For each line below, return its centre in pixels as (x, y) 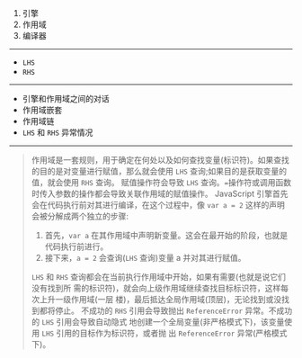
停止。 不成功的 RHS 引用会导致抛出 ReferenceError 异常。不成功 (174, 310)
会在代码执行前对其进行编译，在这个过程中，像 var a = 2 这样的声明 (158, 205)
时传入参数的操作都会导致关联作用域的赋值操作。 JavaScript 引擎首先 (160, 193)
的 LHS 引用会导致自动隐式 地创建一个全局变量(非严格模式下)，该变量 (158, 322)
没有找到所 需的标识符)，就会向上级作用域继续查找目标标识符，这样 (156, 288)
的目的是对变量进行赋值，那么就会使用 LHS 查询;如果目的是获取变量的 (159, 171)
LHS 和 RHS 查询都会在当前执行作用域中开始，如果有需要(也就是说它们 (158, 277)
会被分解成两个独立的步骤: (80, 216)
